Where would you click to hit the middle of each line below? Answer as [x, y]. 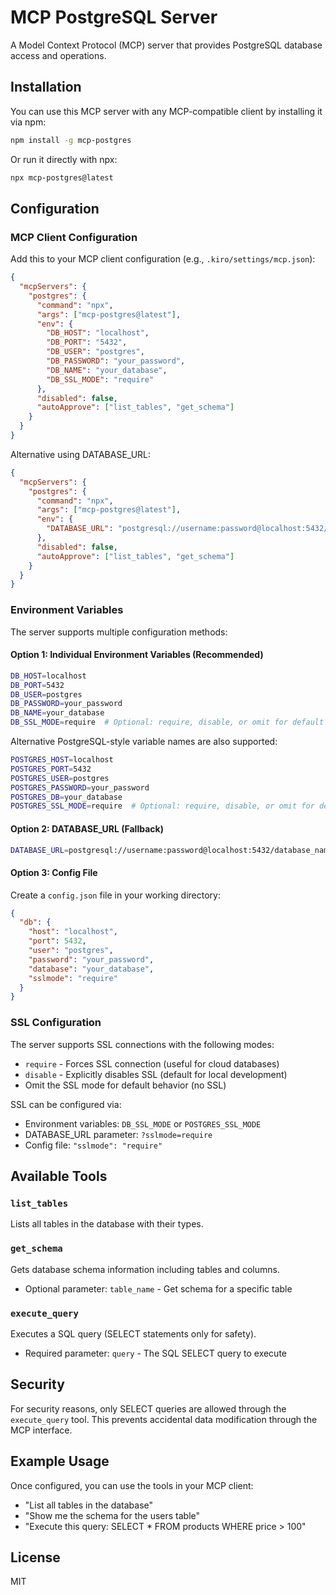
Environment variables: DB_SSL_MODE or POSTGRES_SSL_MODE [143, 1123]
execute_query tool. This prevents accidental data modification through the [164, 1419]
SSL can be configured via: [66, 1104]
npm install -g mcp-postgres [71, 140]
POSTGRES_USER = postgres [60, 778]
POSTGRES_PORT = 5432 [51, 769]
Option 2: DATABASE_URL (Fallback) [87, 828]
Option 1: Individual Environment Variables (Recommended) [137, 655]
